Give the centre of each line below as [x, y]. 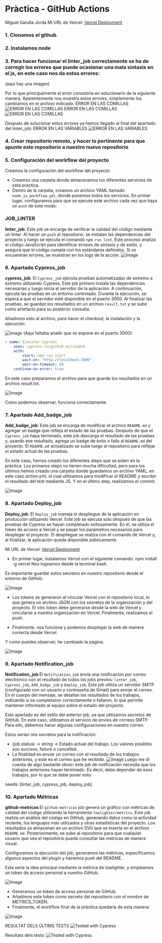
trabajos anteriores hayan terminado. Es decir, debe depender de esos [82, 770]
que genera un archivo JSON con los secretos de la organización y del [82, 602]
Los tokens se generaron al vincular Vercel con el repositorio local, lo [81, 597]
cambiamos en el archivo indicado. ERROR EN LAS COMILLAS [67, 103]
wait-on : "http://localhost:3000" [57, 360]
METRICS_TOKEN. [30, 902]
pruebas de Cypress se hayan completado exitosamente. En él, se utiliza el [80, 524]
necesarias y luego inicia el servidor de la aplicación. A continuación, [74, 288]
